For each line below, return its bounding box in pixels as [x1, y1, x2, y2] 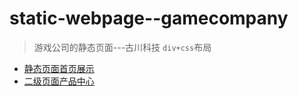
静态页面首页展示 [23, 62, 95, 74]
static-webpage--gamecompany [9, 7, 289, 30]
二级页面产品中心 [23, 75, 95, 87]
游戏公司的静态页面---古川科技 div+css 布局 [33, 41, 212, 53]
